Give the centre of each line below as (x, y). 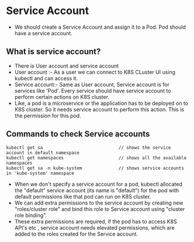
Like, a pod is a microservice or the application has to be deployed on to (101, 103)
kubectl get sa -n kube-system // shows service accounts (95, 168)
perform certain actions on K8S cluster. (62, 97)
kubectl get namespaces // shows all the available (96, 158)
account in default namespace (43, 153)
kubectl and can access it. (46, 78)
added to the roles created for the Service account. (76, 234)
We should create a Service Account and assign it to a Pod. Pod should (100, 27)
